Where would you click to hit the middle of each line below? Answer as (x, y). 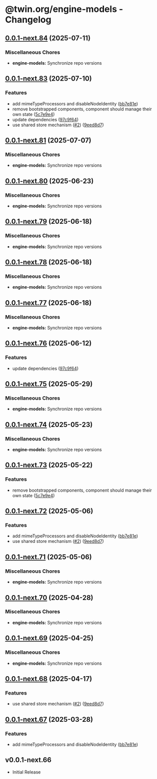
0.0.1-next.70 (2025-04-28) (49, 598)
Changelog (28, 20)
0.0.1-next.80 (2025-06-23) (50, 181)
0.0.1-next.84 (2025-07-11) (48, 38)
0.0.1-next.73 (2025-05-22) (49, 465)
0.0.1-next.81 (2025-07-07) (48, 140)
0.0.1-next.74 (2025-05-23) (49, 424)
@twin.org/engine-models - (64, 9)
